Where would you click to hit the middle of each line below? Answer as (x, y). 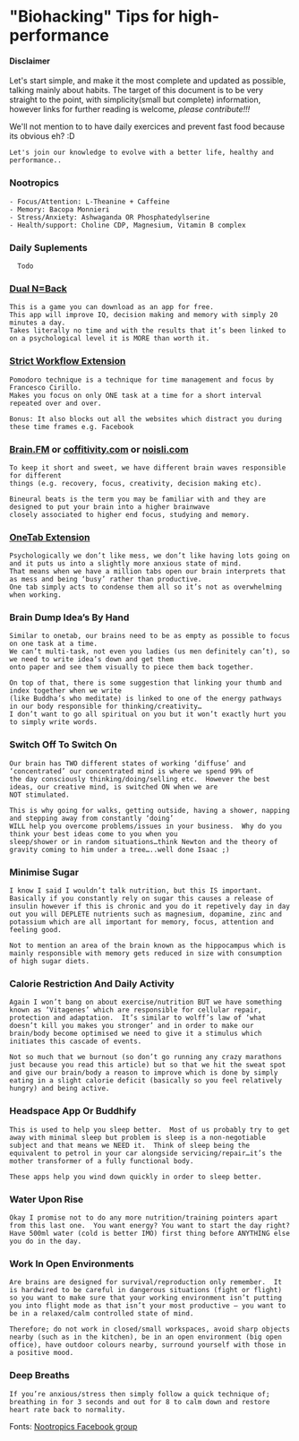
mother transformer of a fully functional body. (102, 1161)
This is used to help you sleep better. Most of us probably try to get (150, 1130)
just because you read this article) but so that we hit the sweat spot (148, 1065)
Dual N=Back (38, 289)
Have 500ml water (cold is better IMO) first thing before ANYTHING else (150, 1233)
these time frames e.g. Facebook (72, 427)
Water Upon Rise (47, 1199)
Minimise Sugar (44, 872)
